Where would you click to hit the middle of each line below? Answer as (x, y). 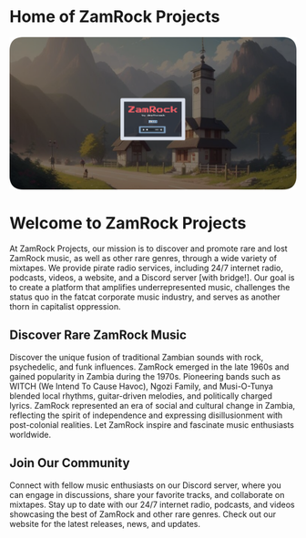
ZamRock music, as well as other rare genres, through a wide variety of (143, 258)
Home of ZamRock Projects (115, 17)
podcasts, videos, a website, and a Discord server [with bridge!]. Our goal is (152, 277)
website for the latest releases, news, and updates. (105, 523)
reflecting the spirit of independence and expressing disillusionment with (146, 415)
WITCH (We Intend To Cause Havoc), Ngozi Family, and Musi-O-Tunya (141, 386)
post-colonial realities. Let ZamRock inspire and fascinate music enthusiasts (152, 424)
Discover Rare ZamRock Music (98, 335)
